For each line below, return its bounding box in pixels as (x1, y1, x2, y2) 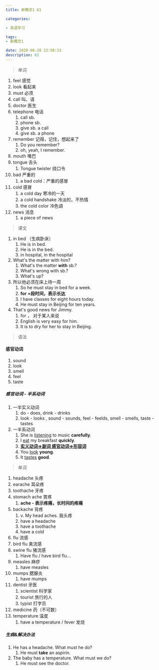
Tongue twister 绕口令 (20, 165, 66, 171)
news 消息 (12, 209, 34, 215)
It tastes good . (20, 454, 50, 460)
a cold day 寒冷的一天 (20, 190, 65, 196)
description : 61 (5, 53, 39, 58)
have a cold (20, 529, 44, 535)
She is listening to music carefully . (20, 432, 91, 438)
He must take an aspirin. (20, 650, 71, 656)
